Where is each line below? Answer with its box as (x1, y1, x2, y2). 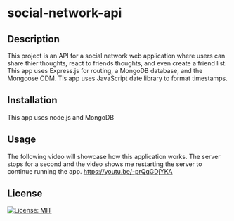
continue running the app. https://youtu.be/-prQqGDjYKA (7, 167, 174, 175)
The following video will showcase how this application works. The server (7, 152, 221, 160)
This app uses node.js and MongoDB (7, 113, 115, 121)
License (7, 188, 43, 200)
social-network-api (7, 5, 122, 21)
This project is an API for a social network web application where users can (7, 51, 226, 60)
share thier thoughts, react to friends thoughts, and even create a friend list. (7, 59, 227, 68)
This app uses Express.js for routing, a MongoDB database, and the (7, 67, 203, 75)
